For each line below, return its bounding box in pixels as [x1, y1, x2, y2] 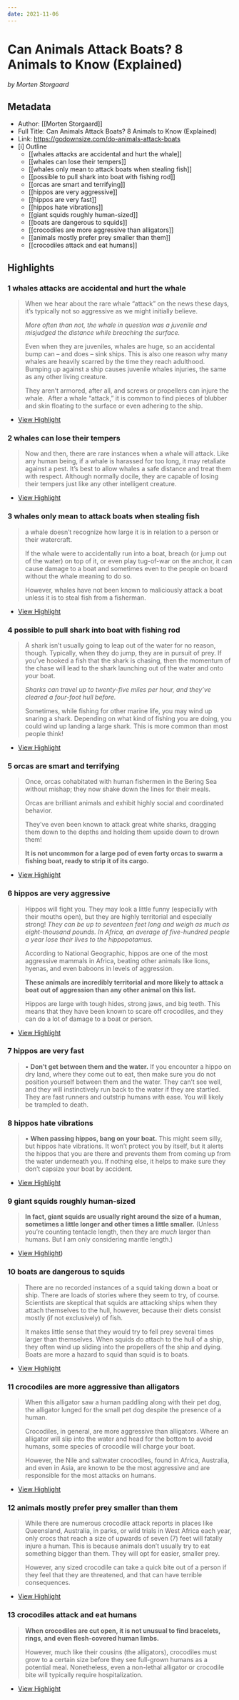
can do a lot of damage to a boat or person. [24, 1015, 153, 1023]
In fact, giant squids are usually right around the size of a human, [24, 1212, 222, 1221]
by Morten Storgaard [7, 80, 69, 89]
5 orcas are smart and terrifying [7, 761, 120, 771]
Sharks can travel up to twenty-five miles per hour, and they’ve [24, 685, 212, 693]
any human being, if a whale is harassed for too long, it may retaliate [24, 457, 226, 466]
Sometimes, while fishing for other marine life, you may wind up [24, 706, 213, 715]
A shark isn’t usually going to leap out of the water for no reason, [24, 640, 216, 650]
